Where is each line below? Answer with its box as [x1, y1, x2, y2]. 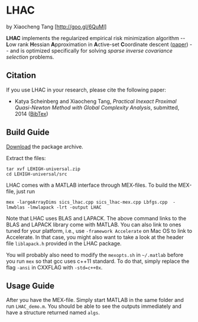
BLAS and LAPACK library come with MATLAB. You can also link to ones [6, 221, 181, 228]
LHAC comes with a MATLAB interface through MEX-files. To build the [6, 181, 177, 188]
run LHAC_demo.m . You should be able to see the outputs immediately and [6, 303, 182, 310]
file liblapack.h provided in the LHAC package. [6, 240, 122, 247]
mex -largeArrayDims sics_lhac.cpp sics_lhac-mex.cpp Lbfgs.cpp [6, 199, 168, 205]
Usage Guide [6, 281, 55, 291]
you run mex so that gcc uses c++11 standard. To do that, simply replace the [6, 258, 190, 265]
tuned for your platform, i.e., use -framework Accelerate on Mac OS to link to [6, 227, 193, 234]
